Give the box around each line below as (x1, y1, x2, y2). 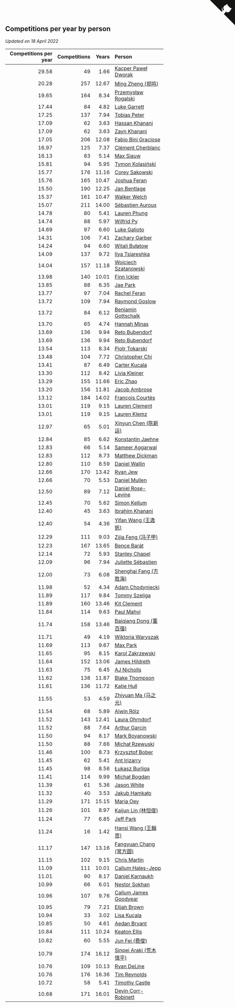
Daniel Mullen (114, 477, 147, 484)
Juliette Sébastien (114, 558, 157, 565)
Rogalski (114, 95, 135, 102)
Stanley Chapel (114, 550, 151, 557)
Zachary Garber (114, 234, 152, 241)
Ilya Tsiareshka (114, 250, 150, 257)
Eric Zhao (114, 378, 138, 385)
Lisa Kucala (114, 912, 142, 919)
